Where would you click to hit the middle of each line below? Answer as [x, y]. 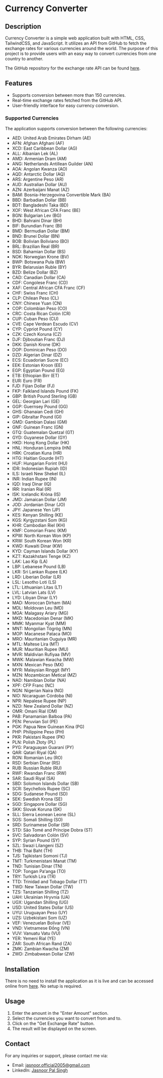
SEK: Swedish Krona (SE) [37, 799]
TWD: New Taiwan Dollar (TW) [43, 887]
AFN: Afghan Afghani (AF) [38, 143]
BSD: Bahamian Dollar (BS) [39, 252]
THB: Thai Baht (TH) [32, 851]
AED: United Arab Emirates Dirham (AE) [51, 138]
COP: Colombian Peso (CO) [40, 309]
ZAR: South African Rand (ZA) [42, 944]
